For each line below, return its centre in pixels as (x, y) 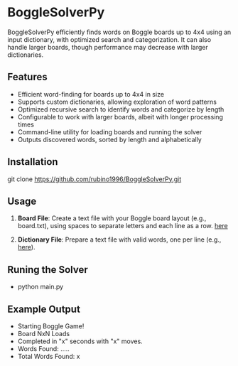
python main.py (40, 287)
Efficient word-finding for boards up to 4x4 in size (91, 94)
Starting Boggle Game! (51, 326)
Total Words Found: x (49, 356)
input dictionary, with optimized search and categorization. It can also (109, 39)
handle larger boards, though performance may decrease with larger (108, 47)
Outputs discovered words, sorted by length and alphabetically (110, 139)
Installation (33, 162)
